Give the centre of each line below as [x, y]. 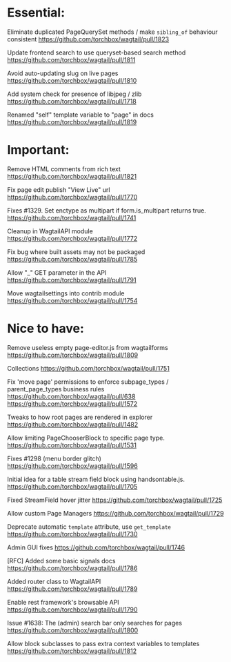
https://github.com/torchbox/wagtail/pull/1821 [72, 176]
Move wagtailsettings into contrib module [66, 293]
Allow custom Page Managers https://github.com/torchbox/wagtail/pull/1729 [115, 513]
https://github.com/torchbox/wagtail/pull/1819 [72, 121]
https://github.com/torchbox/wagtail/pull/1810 [72, 80]
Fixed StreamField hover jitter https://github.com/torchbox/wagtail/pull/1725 [115, 500]
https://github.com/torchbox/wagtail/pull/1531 [72, 445]
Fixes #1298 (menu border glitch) [54, 458]
